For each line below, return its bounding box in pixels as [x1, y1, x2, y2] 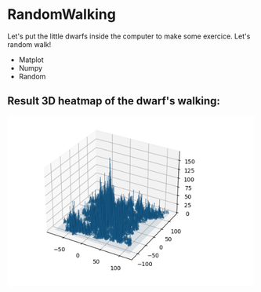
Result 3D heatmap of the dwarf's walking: [7, 94, 221, 108]
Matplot [18, 55, 44, 64]
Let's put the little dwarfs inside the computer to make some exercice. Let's [7, 31, 251, 41]
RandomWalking [7, 5, 117, 24]
